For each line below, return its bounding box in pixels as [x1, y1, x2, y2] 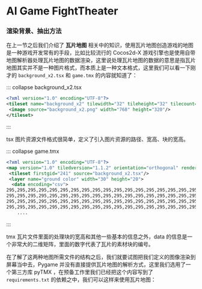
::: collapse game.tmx [6, 148, 60, 155]
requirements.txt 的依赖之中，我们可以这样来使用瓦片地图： [6, 276, 156, 283]
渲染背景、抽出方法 [6, 27, 62, 36]
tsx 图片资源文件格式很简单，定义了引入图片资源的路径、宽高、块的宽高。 [6, 135, 189, 143]
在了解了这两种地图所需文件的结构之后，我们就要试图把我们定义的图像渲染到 [6, 253, 196, 260]
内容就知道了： [100, 72, 138, 79]
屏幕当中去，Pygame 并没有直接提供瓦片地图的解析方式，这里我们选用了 [6, 261, 186, 268]
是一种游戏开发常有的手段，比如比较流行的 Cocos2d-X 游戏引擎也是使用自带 [6, 49, 195, 57]
